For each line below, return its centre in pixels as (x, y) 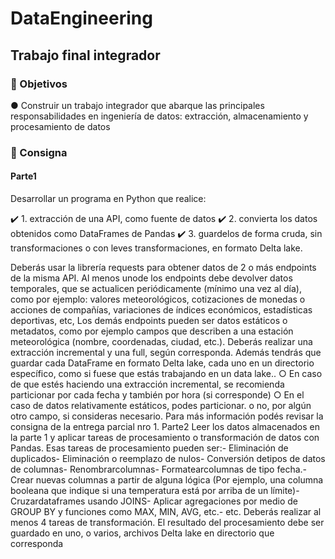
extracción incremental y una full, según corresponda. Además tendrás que (166, 352)
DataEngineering (81, 18)
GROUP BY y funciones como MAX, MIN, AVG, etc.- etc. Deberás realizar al (166, 511)
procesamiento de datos (60, 126)
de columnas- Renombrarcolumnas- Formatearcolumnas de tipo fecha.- (158, 469)
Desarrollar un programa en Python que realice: (108, 198)
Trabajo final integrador (85, 55)
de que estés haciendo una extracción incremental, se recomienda (147, 384)
